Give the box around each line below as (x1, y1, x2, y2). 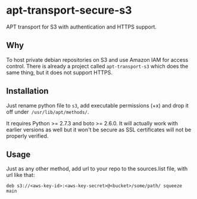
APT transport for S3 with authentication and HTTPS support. (6, 23, 157, 30)
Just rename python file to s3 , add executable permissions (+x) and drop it (6, 102, 189, 109)
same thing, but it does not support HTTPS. (6, 69, 113, 76)
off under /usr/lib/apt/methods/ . (6, 108, 89, 115)
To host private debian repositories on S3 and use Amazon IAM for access (6, 56, 189, 63)
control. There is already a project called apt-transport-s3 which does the (6, 62, 189, 70)
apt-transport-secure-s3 (6, 4, 132, 17)
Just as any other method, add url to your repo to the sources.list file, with (6, 165, 188, 172)
